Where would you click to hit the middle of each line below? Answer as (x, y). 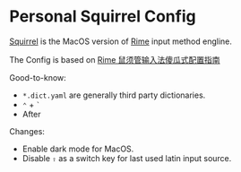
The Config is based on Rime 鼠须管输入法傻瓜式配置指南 (115, 59)
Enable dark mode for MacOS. (78, 149)
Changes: (27, 131)
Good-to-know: (38, 77)
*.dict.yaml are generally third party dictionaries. (114, 95)
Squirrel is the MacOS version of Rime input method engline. (121, 41)
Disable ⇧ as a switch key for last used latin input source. (127, 158)
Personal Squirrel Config (103, 17)
